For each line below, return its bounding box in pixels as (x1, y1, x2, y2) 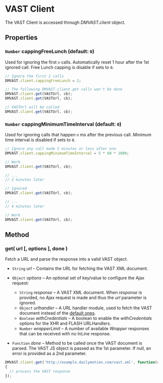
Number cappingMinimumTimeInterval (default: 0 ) (5, 120, 122, 127)
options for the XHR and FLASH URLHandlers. (19, 320, 112, 326)
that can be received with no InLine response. (19, 331, 111, 337)
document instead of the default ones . (19, 310, 96, 316)
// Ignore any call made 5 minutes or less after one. (5, 147, 118, 151)
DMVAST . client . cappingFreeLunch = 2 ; (5, 78, 81, 83)
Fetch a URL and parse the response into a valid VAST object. (5, 256, 128, 262)
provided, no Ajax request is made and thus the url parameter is (19, 295, 147, 300)
